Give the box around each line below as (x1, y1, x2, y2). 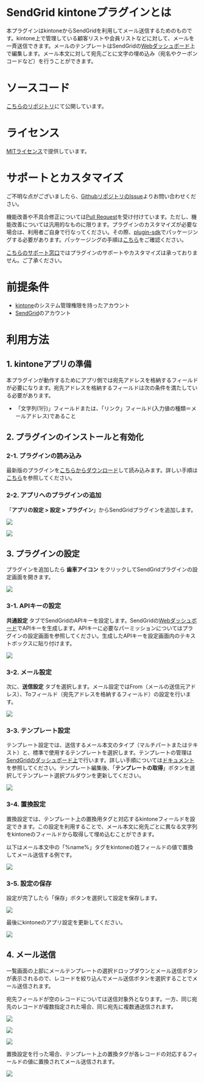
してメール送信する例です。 (6, 851, 76, 858)
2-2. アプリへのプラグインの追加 (6, 491, 102, 499)
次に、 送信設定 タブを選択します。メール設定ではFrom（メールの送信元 (6, 683, 186, 690)
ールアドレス (15, 412, 47, 419)
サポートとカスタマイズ (6, 172, 124, 185)
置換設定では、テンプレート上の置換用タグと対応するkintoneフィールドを (6, 815, 190, 822)
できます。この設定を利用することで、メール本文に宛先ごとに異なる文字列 (11, 822, 198, 830)
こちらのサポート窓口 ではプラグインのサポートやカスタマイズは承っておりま (6, 248, 198, 256)
